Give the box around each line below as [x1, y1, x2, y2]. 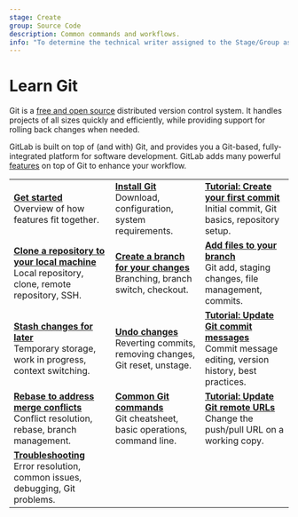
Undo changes [114, 326, 179, 338]
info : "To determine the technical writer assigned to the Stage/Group [9, 37, 279, 47]
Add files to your [204, 239, 278, 251]
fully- [263, 141, 282, 152]
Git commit [204, 321, 253, 333]
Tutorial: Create [204, 180, 272, 193]
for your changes [114, 261, 191, 274]
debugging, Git [13, 482, 75, 495]
